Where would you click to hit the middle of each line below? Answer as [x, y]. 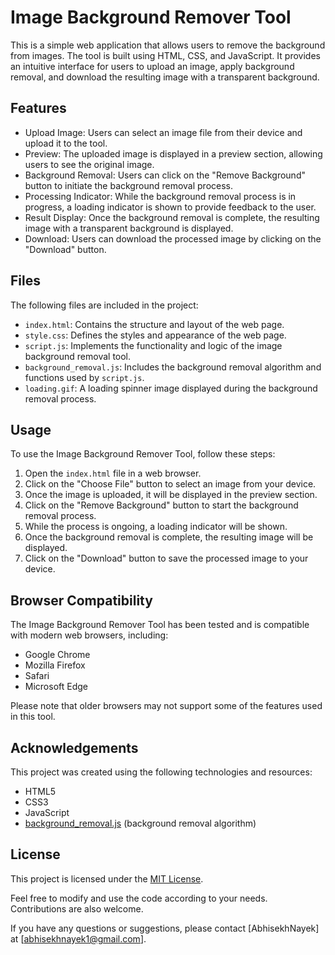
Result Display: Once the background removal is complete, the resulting [172, 217]
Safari [37, 676]
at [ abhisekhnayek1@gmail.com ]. [78, 938]
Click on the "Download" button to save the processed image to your [166, 558]
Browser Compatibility [81, 600]
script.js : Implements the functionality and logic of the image [153, 345]
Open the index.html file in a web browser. [113, 473]
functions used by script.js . [84, 377]
